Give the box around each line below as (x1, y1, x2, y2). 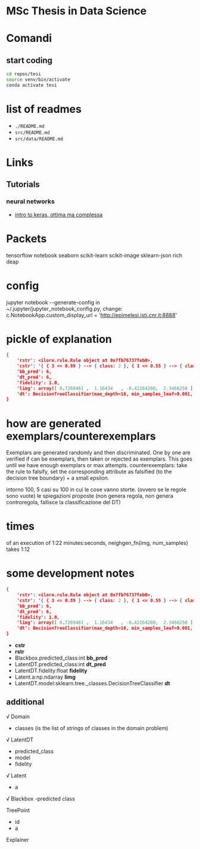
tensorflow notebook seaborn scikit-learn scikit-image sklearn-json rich (6, 252, 183, 259)
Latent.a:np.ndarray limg (14, 673, 76, 681)
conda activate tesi (6, 82, 58, 88)
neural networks (6, 197, 55, 206)
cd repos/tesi (6, 71, 42, 77)
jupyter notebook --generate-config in (6, 299, 100, 306)
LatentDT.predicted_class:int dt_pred (14, 661, 106, 667)
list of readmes (6, 103, 82, 116)
